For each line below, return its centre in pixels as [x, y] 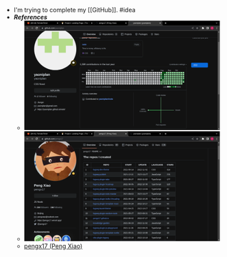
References [31, 17]
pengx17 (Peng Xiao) [53, 246]
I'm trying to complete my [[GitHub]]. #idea [74, 10]
